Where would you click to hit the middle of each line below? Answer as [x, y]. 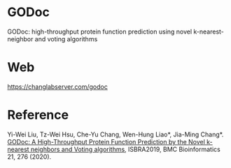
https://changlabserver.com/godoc [58, 86]
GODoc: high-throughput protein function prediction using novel [100, 31]
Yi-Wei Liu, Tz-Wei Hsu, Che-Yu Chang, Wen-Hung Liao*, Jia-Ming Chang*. [115, 134]
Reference [38, 115]
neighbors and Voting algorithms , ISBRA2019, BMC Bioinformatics [125, 149]
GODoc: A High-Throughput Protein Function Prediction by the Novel [106, 141]
